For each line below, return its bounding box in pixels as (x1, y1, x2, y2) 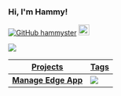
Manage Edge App (12, 75, 83, 86)
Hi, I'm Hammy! (8, 6, 68, 17)
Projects (31, 61, 64, 72)
